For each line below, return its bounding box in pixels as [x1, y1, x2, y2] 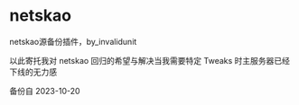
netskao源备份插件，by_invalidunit [9, 36, 137, 47]
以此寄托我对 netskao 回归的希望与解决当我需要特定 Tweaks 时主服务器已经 [9, 55, 291, 66]
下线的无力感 [9, 66, 57, 77]
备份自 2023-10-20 [9, 85, 80, 96]
